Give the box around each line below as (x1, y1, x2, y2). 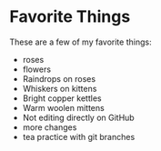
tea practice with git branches (22, 131, 136, 142)
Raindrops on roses (22, 73, 96, 84)
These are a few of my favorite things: (9, 36, 152, 47)
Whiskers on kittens (22, 83, 97, 94)
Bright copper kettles (22, 93, 102, 104)
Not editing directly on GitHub (22, 112, 135, 123)
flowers (22, 64, 52, 75)
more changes (22, 121, 77, 133)
